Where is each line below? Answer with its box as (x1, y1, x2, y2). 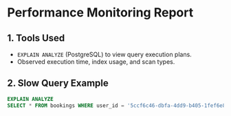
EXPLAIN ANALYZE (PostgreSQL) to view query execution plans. (16, 50, 192, 58)
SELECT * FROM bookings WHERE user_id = (7, 102, 125, 109)
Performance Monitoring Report (7, 5, 194, 21)
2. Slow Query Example (7, 78, 109, 89)
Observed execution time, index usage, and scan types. (16, 58, 175, 66)
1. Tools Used (7, 32, 65, 44)
